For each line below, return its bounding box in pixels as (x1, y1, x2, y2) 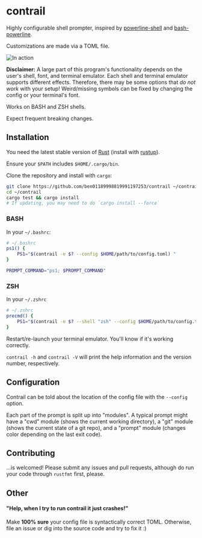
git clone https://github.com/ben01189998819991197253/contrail (6, 183, 171, 190)
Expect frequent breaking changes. (6, 115, 94, 122)
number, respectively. (6, 359, 60, 367)
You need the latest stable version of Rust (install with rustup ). (6, 148, 161, 155)
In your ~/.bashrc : (6, 228, 51, 235)
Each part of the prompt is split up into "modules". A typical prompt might (6, 411, 188, 418)
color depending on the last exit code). (6, 431, 102, 438)
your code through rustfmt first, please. (6, 470, 105, 478)
